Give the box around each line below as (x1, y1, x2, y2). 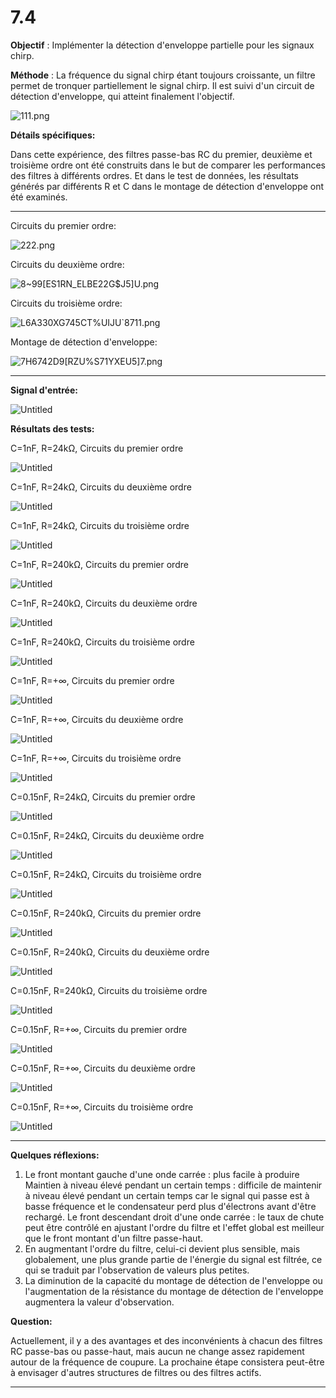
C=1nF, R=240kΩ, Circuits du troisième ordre (10, 636, 195, 648)
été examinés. (10, 191, 68, 203)
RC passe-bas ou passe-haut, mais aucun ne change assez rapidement (10, 1345, 305, 1357)
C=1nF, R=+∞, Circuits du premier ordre (10, 674, 175, 686)
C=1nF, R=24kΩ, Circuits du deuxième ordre (10, 481, 192, 493)
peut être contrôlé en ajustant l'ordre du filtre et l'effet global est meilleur (24, 1221, 325, 1233)
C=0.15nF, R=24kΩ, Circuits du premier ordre (10, 791, 196, 803)
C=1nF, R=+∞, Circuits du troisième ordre (10, 752, 182, 764)
